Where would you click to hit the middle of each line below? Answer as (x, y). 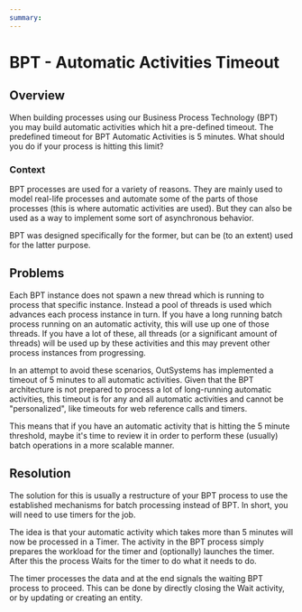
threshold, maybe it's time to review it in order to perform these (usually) (144, 435)
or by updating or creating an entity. (76, 598)
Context (27, 170)
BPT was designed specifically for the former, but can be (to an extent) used (151, 235)
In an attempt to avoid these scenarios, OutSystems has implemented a (142, 370)
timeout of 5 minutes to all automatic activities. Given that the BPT (132, 379)
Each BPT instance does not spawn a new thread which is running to (137, 295)
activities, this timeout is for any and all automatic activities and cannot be (146, 399)
